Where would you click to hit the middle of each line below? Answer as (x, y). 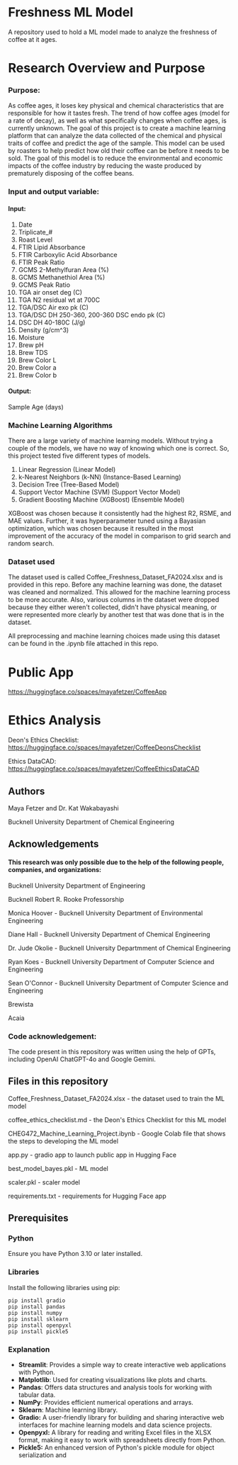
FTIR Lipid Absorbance (52, 247)
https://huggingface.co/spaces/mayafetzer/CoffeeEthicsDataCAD (104, 769)
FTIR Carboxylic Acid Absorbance (68, 254)
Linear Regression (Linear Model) (67, 470)
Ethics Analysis (55, 720)
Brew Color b (38, 375)
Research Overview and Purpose (107, 68)
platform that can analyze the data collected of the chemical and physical (115, 136)
